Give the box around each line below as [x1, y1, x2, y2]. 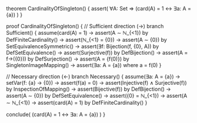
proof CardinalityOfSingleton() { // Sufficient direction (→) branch [6, 23, 164, 29]
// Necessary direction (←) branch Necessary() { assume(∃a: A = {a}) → [6, 73, 181, 80]
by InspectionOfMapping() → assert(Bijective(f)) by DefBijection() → [6, 85, 172, 92]
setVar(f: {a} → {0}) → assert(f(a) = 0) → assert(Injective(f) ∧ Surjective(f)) [6, 79, 187, 86]
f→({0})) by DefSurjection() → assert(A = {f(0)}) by [6, 55, 129, 62]
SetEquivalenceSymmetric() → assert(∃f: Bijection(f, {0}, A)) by [6, 43, 159, 49]
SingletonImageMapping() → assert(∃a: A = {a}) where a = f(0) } [6, 62, 162, 68]
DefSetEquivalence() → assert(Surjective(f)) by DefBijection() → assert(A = [6, 49, 188, 56]
